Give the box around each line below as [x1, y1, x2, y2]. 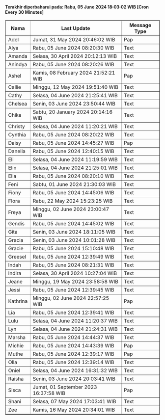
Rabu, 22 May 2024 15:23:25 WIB [32, 198, 113, 205]
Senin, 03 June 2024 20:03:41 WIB [32, 375, 116, 382]
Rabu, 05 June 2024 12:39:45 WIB [32, 287, 114, 293]
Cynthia [8, 131, 26, 138]
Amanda [8, 53, 28, 60]
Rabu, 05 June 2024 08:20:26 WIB [32, 61, 114, 68]
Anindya [8, 61, 27, 68]
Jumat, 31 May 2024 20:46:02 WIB [32, 36, 115, 43]
